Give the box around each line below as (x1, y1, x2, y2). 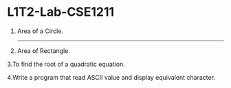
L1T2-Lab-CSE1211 (7, 4, 115, 20)
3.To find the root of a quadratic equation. (7, 60, 126, 68)
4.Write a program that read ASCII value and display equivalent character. (7, 73, 215, 81)
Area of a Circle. (16, 27, 64, 35)
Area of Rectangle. (16, 46, 71, 55)
